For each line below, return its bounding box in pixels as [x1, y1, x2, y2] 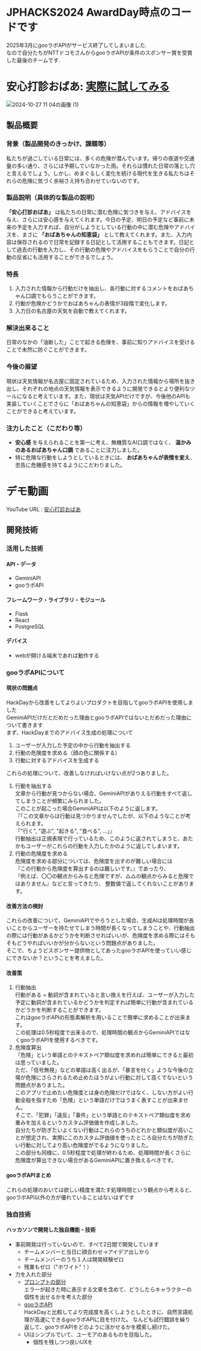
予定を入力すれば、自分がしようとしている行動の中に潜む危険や [16, 223, 175, 230]
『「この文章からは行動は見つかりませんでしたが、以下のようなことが [14, 812, 186, 819]
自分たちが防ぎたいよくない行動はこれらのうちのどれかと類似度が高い [14, 1127, 189, 1134]
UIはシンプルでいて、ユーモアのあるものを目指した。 [23, 1331, 155, 1338]
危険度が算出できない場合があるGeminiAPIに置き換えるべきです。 [14, 1157, 177, 1164]
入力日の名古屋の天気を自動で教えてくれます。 [14, 307, 130, 314]
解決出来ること [6, 324, 50, 332]
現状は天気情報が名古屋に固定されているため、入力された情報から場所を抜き [6, 377, 196, 385]
